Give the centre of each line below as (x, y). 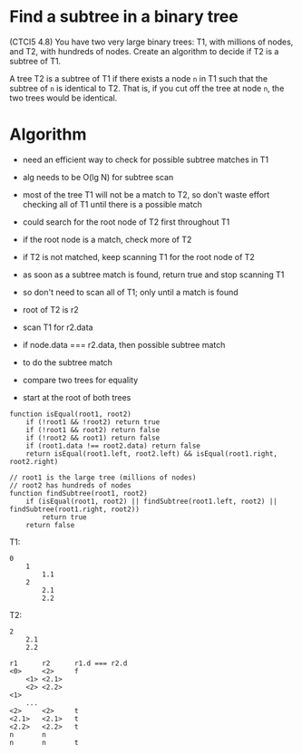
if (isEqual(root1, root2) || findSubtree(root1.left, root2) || (152, 501)
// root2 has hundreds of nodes (70, 485)
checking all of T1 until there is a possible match (112, 204)
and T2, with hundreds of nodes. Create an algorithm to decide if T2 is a (144, 51)
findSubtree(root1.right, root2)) (75, 509)
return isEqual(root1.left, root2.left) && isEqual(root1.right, (152, 454)
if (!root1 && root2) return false (93, 430)
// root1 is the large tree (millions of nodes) (103, 478)
